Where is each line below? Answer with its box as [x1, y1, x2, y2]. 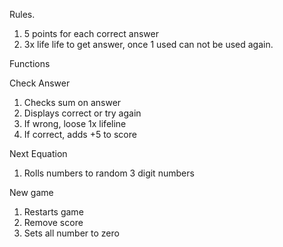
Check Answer [9, 77, 71, 89]
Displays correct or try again [23, 107, 142, 119]
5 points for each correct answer [23, 28, 159, 39]
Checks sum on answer [23, 97, 122, 108]
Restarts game [23, 206, 84, 218]
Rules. [9, 9, 36, 20]
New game [9, 187, 54, 198]
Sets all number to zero [23, 227, 120, 239]
